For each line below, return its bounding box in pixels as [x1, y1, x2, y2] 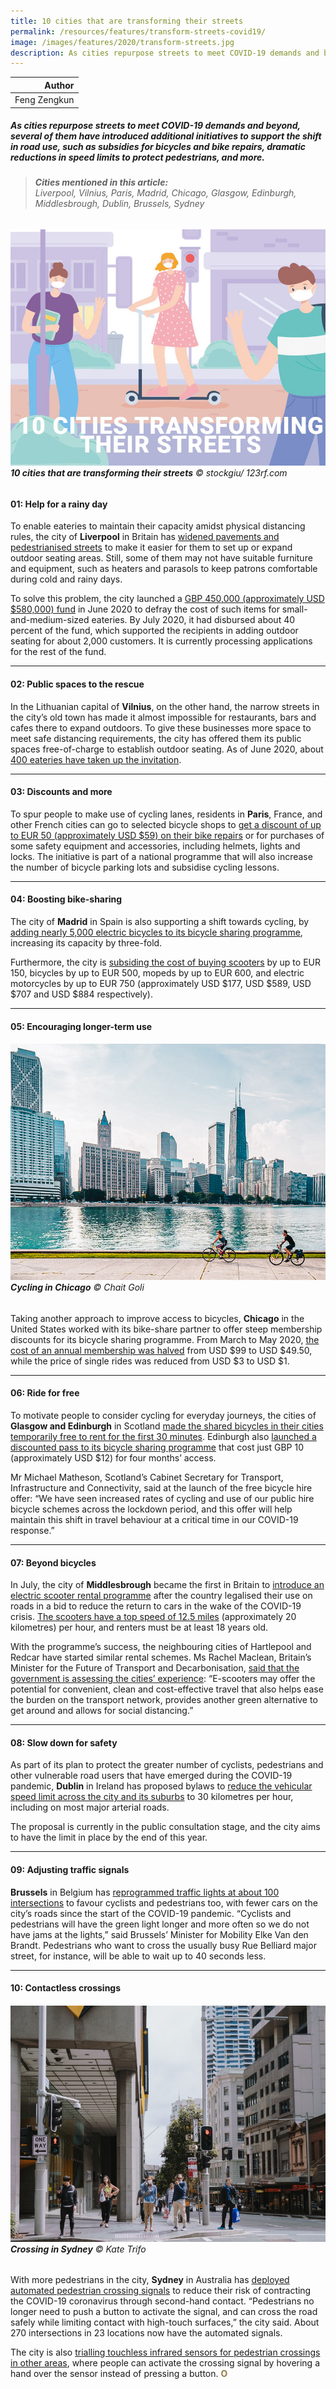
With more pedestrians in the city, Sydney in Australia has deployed [10, 2274, 290, 2286]
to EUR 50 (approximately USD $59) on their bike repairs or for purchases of [10, 829, 325, 841]
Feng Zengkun [14, 94, 75, 105]
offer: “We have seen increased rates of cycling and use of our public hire [10, 1492, 315, 1504]
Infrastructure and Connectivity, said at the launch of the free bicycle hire [10, 1481, 313, 1494]
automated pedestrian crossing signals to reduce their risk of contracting [10, 2285, 312, 2297]
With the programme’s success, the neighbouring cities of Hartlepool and [10, 1641, 312, 1653]
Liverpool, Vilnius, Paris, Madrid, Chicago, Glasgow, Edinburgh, [34, 187, 297, 199]
